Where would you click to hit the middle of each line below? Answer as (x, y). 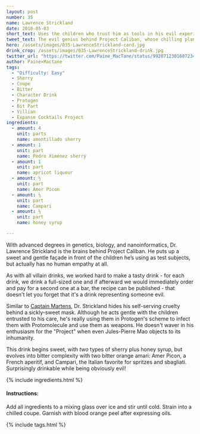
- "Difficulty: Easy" (38, 73)
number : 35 (20, 17)
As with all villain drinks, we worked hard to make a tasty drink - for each (95, 275)
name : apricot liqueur (45, 173)
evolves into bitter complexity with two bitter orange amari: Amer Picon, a (96, 355)
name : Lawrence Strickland (40, 23)
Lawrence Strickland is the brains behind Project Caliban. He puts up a (93, 251)
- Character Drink (35, 95)
